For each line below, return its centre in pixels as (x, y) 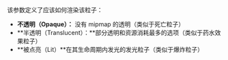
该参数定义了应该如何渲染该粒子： (55, 10)
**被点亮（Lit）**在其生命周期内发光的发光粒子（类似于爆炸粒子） (110, 50)
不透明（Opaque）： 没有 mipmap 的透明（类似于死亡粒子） (101, 24)
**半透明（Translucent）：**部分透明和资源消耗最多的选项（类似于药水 (116, 33)
